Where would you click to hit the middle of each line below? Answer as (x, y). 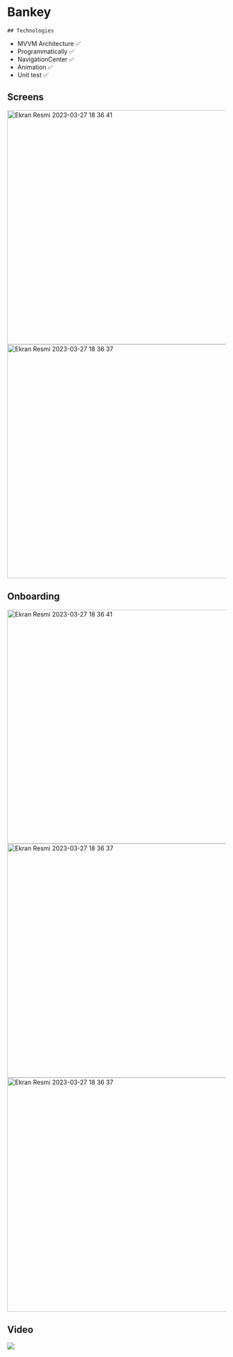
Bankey (29, 12)
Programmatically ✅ (46, 51)
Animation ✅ (35, 67)
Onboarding (34, 597)
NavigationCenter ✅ (46, 59)
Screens (25, 97)
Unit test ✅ (33, 74)
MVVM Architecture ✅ (49, 43)
